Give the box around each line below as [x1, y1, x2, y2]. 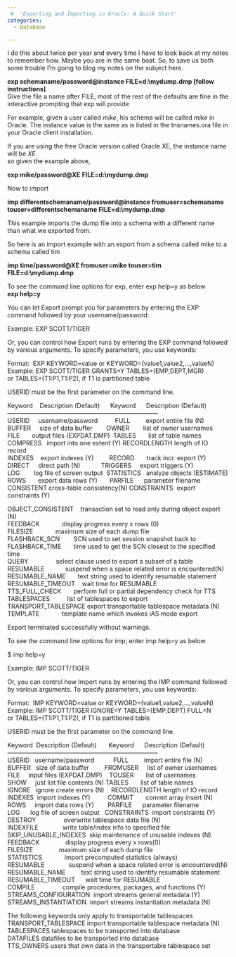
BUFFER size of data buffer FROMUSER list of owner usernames [7, 763, 218, 772]
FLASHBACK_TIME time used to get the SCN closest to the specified [7, 543, 216, 551]
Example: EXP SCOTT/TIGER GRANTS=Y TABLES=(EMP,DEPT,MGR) [7, 367, 204, 375]
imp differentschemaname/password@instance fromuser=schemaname [7, 198, 224, 206]
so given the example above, [7, 157, 91, 165]
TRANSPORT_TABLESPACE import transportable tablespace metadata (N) [7, 919, 220, 927]
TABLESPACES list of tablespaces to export [7, 595, 148, 603]
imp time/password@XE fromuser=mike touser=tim [7, 261, 162, 270]
